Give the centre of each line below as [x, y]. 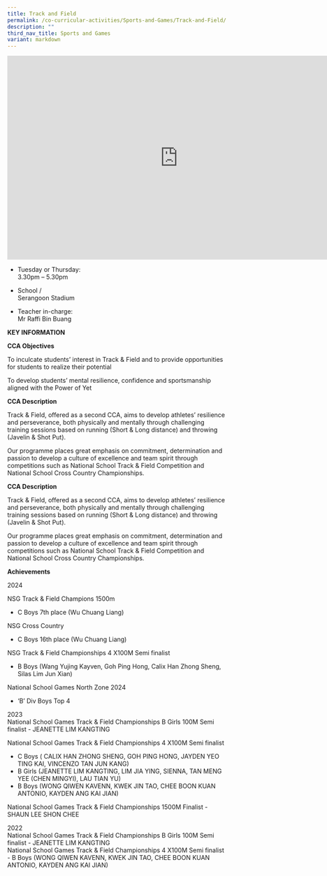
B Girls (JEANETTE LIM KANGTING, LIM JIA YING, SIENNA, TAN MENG [119, 771]
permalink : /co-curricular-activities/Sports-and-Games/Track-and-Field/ [117, 20]
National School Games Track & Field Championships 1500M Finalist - [108, 807]
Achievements [29, 572]
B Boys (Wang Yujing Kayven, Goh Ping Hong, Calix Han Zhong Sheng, [119, 666]
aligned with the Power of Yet [50, 388]
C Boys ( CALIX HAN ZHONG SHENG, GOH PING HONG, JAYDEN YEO [118, 757]
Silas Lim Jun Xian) [45, 674]
